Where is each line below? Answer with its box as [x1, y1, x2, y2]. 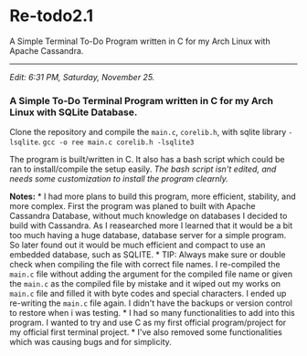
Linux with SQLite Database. [9, 106, 138, 119]
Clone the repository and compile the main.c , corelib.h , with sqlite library [9, 127, 287, 138]
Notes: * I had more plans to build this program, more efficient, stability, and [9, 191, 296, 202]
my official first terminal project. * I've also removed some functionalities [9, 327, 283, 338]
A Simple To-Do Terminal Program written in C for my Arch [9, 94, 274, 107]
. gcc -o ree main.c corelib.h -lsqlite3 [37, 136, 195, 147]
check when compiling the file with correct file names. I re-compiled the [9, 259, 281, 270]
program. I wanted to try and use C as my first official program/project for [9, 317, 287, 329]
